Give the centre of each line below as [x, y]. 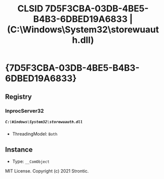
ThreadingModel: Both [35, 134]
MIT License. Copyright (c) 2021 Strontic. [47, 171]
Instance [19, 150]
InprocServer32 [25, 111]
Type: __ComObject [31, 162]
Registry [19, 97]
